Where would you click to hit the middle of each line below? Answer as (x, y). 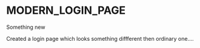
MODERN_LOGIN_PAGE (66, 10)
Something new (26, 27)
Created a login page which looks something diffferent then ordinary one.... (100, 38)
